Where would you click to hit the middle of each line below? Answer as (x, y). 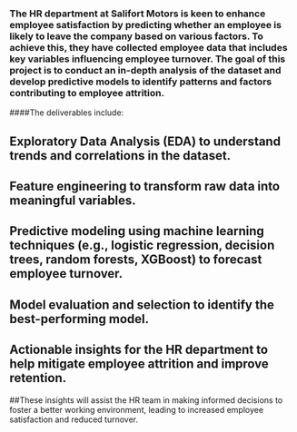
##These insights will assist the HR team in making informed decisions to (146, 400)
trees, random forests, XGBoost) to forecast (136, 260)
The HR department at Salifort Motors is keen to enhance (138, 14)
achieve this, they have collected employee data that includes (148, 47)
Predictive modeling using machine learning (137, 231)
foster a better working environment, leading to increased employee (137, 409)
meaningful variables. (73, 201)
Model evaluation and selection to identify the (142, 304)
